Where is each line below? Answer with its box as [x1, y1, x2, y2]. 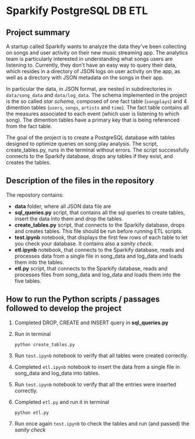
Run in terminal [14, 330, 51, 337]
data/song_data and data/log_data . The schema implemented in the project [6, 92, 187, 98]
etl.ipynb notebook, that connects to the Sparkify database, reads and [14, 246, 185, 253]
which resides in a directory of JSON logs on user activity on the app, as [6, 68, 180, 74]
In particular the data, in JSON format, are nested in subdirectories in [6, 85, 172, 92]
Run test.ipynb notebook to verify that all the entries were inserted [14, 380, 176, 387]
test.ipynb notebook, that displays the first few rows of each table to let [14, 234, 188, 241]
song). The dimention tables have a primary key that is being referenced [6, 116, 180, 124]
